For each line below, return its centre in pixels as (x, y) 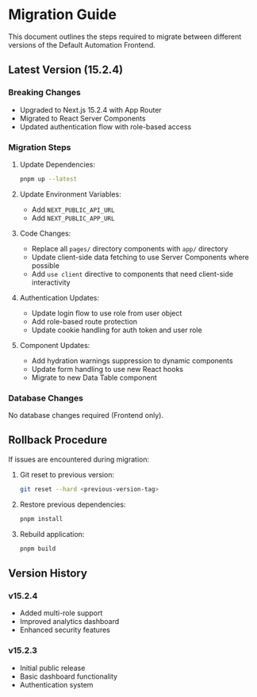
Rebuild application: (52, 534)
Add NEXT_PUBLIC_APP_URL (73, 218)
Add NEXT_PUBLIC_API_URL (73, 209)
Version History (48, 573)
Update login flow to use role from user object (107, 313)
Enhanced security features (65, 630)
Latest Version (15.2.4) (66, 70)
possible (45, 265)
